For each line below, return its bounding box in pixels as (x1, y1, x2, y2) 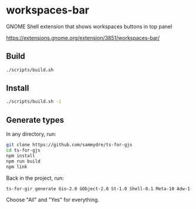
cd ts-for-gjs (6, 147, 41, 153)
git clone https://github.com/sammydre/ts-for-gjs (6, 142, 133, 148)
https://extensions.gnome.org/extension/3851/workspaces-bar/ (6, 34, 160, 41)
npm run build (6, 158, 41, 164)
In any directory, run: (6, 130, 57, 138)
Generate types (6, 115, 65, 125)
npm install (6, 153, 35, 159)
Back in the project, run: (6, 174, 65, 181)
